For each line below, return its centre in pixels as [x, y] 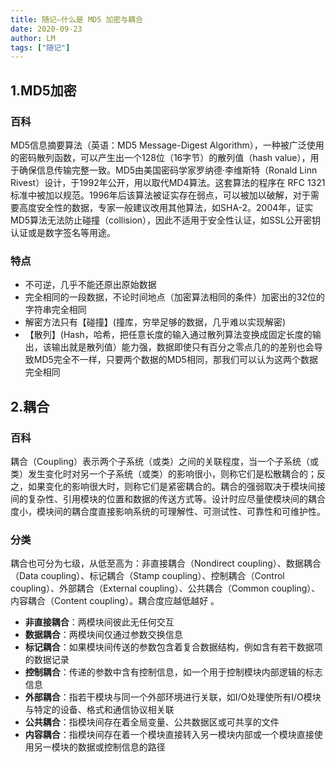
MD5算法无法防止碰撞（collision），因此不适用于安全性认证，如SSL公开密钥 [165, 220]
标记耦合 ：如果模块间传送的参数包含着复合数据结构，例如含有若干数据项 [173, 647]
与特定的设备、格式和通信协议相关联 [99, 710]
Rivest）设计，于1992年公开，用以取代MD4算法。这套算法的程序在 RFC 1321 [168, 182]
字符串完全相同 [55, 310]
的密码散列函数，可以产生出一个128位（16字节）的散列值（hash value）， [160, 157]
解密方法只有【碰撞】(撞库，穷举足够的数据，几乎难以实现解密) [155, 322]
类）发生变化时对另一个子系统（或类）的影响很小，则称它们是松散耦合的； [163, 473]
